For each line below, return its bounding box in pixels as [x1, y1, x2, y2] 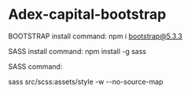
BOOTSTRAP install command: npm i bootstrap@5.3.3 [8, 31, 183, 41]
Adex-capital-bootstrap [8, 5, 167, 23]
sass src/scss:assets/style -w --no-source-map [8, 77, 163, 86]
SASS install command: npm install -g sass [8, 46, 147, 56]
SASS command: [8, 61, 63, 71]
